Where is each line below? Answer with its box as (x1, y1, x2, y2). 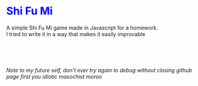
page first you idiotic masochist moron (6, 73, 102, 80)
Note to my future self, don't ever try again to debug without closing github (6, 66, 193, 73)
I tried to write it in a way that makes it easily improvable (6, 30, 146, 37)
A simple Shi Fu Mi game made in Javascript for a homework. (6, 24, 158, 31)
